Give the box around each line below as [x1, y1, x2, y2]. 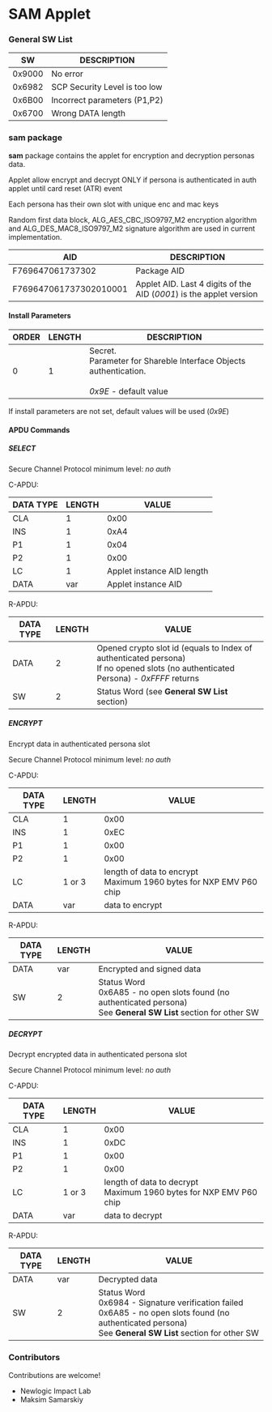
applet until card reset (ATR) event [8, 183, 123, 193]
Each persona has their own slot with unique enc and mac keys [8, 199, 219, 209]
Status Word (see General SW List [96, 685, 228, 697]
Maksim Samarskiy [19, 1394, 83, 1404]
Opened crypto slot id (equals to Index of [96, 642, 253, 653]
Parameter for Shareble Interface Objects [88, 355, 246, 366]
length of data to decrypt [104, 1176, 199, 1188]
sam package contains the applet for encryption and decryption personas [8, 151, 255, 160]
